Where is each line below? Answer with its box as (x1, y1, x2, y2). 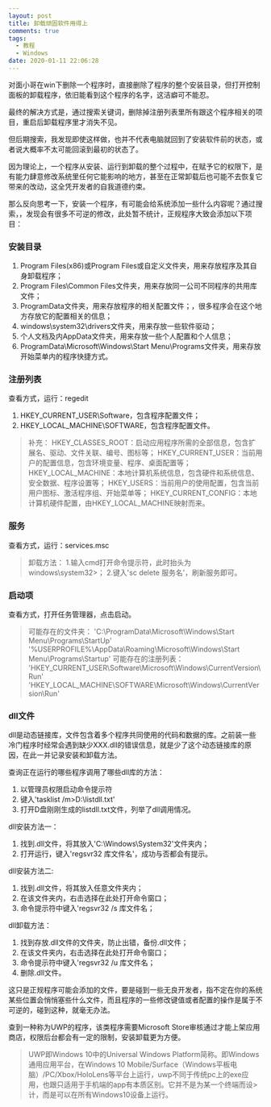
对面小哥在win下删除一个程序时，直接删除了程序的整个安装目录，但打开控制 (8, 80, 261, 89)
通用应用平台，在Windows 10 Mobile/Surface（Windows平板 (27, 1059, 231, 1069)
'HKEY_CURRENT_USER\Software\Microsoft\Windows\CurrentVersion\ (27, 663, 261, 673)
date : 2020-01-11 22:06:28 (8, 57, 99, 65)
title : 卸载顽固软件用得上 (8, 19, 89, 27)
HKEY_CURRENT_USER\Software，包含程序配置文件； (19, 410, 201, 420)
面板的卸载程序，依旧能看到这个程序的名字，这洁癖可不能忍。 (8, 89, 214, 99)
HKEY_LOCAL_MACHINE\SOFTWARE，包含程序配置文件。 (19, 421, 215, 431)
